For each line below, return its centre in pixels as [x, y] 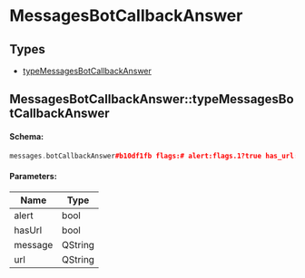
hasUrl [28, 230]
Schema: [27, 136]
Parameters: [33, 177]
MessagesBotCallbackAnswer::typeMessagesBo [152, 99]
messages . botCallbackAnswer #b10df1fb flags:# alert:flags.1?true [135, 156]
